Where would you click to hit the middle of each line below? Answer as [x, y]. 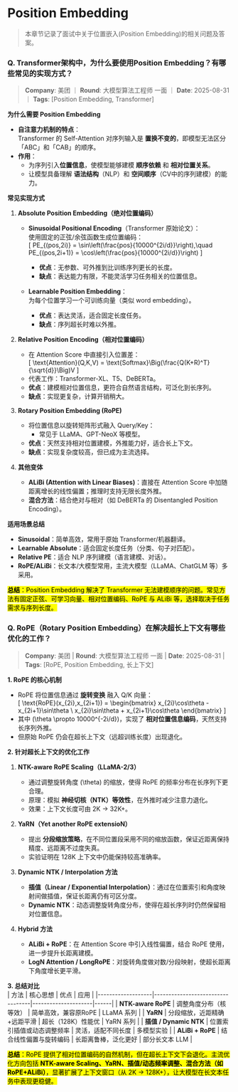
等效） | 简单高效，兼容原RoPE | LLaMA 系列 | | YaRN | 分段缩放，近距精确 [116, 1012]
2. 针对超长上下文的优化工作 [49, 752]
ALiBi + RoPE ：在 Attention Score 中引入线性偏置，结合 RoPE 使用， [128, 944]
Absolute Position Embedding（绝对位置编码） [87, 213]
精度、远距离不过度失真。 [66, 848]
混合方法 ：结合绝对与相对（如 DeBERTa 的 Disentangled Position [123, 500]
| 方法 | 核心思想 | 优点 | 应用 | [51, 994]
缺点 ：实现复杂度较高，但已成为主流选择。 [91, 452]
